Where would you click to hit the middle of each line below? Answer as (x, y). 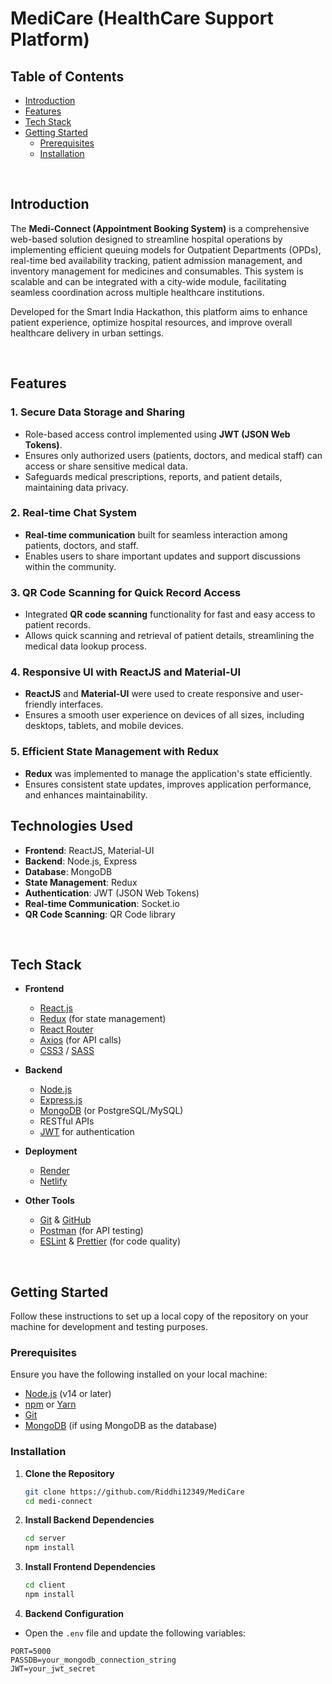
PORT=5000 (31, 1651)
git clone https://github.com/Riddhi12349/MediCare (134, 1492)
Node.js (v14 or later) (68, 1394)
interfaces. (81, 704)
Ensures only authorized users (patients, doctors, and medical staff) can (173, 455)
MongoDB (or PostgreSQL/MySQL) (111, 1111)
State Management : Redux (81, 882)
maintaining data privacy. (76, 487)
